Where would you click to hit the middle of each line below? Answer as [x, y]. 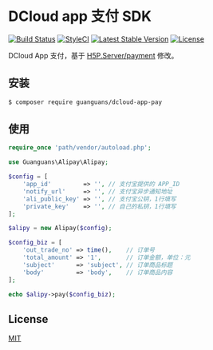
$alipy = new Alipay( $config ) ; [60, 229]
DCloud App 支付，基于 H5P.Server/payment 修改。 [93, 55]
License [28, 319]
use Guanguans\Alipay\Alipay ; [59, 162]
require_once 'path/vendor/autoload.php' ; [80, 148]
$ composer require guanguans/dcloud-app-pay [85, 102]
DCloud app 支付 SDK [80, 16]
